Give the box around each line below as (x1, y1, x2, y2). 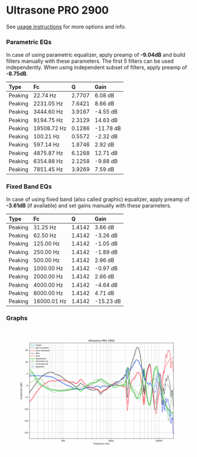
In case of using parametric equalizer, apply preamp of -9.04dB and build (6, 51, 186, 59)
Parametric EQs (6, 38, 52, 46)
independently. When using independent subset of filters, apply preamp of (6, 64, 188, 71)
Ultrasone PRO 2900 (6, 4, 109, 17)
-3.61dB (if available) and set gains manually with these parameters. (6, 202, 172, 209)
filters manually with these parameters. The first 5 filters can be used (6, 57, 174, 65)
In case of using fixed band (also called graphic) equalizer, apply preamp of (6, 196, 190, 203)
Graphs (6, 314, 28, 322)
